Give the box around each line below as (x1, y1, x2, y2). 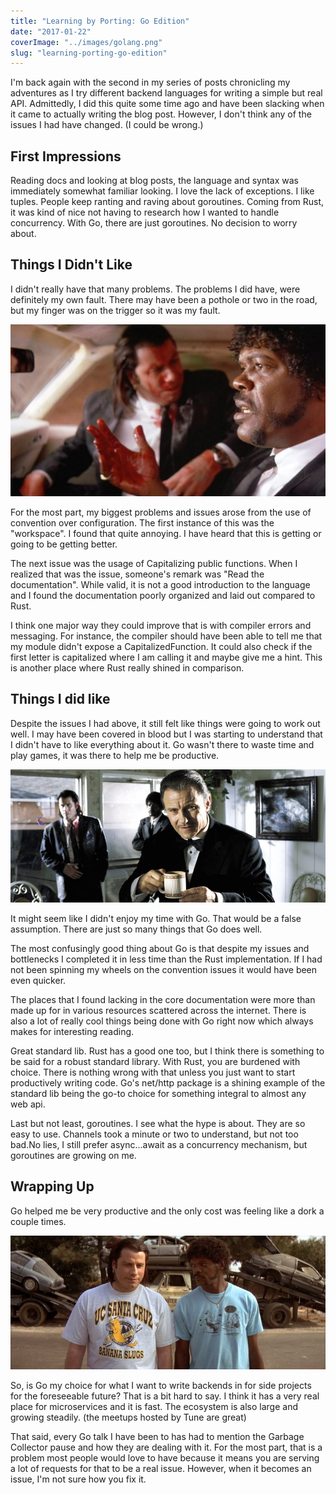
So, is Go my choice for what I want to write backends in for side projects (10, 1379, 312, 1391)
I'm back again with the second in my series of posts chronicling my (10, 76, 291, 89)
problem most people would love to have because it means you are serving (10, 1451, 320, 1464)
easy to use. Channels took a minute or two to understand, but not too (10, 1128, 299, 1140)
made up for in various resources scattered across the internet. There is (10, 1004, 307, 1016)
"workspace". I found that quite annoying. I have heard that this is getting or (10, 527, 322, 539)
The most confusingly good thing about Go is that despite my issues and (10, 942, 310, 954)
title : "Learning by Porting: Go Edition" (10, 16, 190, 26)
